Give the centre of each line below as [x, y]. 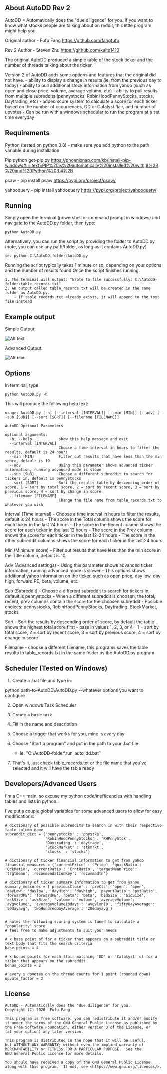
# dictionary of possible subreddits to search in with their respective [83, 825]
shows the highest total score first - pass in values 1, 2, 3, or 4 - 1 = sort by [82, 627]
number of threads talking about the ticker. [49, 65]
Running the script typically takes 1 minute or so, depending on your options [83, 265]
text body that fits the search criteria [49, 943]
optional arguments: [27, 435]
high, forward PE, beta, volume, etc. [42, 581]
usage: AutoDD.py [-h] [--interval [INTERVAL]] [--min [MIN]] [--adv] [80, 413]
